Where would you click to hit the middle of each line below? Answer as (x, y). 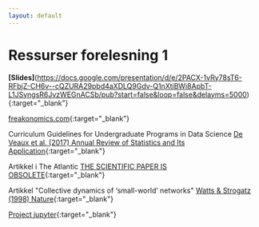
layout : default (35, 16)
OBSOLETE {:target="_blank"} (57, 175)
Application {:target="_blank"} (57, 151)
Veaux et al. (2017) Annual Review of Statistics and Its (97, 142)
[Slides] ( (23, 78)
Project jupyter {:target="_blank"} (63, 214)
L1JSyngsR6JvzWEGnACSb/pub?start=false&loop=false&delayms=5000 (128, 94)
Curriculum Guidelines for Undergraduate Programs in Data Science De (126, 133)
